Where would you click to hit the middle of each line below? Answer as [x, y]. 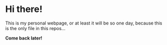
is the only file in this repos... [35, 28]
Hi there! [24, 9]
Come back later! [24, 38]
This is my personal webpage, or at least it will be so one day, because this [84, 23]
